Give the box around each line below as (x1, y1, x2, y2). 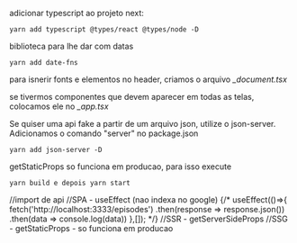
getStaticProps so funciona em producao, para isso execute (9, 161, 232, 172)
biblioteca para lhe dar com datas (9, 40, 134, 51)
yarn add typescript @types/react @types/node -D (9, 25, 200, 34)
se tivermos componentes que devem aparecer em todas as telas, (9, 92, 255, 102)
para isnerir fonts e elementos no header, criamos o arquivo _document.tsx (9, 74, 288, 85)
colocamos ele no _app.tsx (9, 101, 110, 112)
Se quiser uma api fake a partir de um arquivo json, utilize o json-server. (9, 119, 276, 129)
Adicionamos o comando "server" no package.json (9, 128, 199, 139)
